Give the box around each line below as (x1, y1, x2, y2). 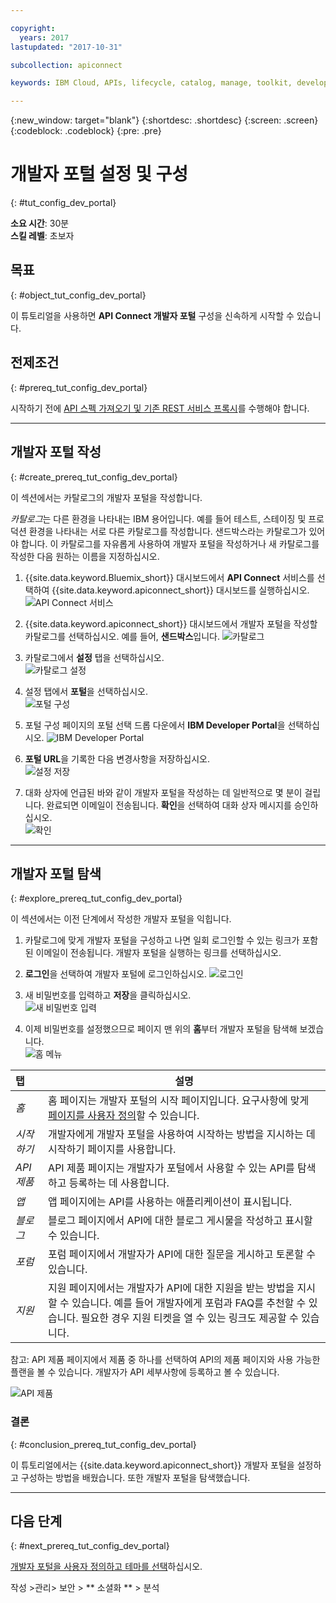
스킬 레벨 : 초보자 (10, 230, 75, 242)
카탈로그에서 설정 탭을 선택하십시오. (24, 651, 165, 663)
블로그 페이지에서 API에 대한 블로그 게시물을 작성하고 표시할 (48, 1214, 313, 1228)
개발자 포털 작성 (10, 444, 102, 461)
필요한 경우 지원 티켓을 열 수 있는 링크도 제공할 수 (80, 1311, 299, 1325)
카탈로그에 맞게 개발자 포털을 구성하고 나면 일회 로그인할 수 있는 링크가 (24, 934, 300, 946)
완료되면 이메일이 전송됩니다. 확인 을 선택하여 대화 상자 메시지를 (46, 799, 292, 811)
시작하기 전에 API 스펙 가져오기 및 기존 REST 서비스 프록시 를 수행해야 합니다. (10, 402, 310, 414)
